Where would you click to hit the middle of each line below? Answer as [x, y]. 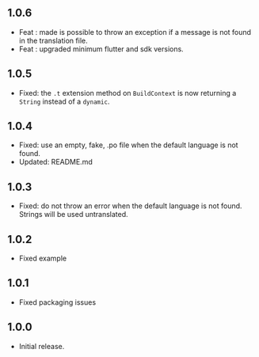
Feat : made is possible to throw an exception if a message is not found [135, 32]
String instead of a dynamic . [64, 101]
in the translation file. [53, 40]
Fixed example [43, 258]
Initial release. [42, 346]
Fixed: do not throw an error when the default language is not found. [130, 206]
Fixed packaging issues [57, 302]
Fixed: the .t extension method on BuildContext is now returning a [128, 93]
